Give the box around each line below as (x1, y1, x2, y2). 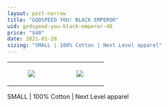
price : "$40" (7, 29, 45, 36)
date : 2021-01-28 (7, 36, 57, 43)
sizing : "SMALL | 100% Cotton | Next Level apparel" (7, 42, 162, 49)
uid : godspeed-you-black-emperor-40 (7, 23, 113, 29)
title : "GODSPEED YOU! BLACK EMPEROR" (7, 16, 119, 23)
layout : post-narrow (7, 10, 67, 17)
